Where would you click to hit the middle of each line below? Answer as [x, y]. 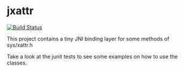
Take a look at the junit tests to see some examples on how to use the [92, 56]
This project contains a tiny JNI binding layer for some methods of [88, 38]
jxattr [20, 11]
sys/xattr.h [20, 45]
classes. [17, 63]
